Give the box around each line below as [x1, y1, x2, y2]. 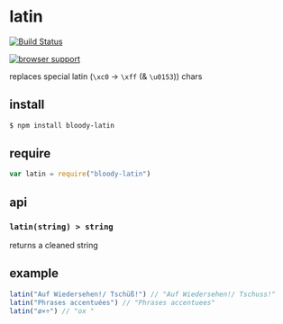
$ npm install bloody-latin [9, 121, 115, 130]
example [9, 265, 59, 281]
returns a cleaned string [9, 240, 99, 250]
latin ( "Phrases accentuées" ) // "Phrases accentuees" [9, 298, 216, 307]
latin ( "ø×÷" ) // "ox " [9, 306, 95, 316]
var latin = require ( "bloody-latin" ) [9, 169, 151, 179]
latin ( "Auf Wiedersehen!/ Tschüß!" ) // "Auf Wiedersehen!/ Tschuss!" [9, 290, 277, 299]
